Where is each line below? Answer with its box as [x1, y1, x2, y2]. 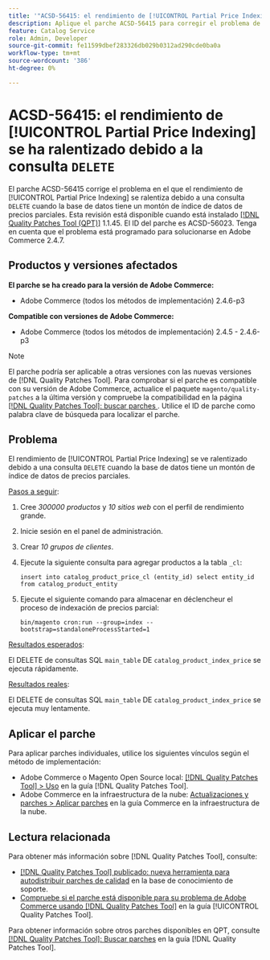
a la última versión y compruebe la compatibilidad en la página [35, 392, 243, 402]
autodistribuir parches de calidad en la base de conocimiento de [19, 875, 234, 885]
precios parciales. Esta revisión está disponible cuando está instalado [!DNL [8, 209, 260, 219]
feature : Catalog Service [8, 27, 95, 35]
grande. [19, 511, 47, 520]
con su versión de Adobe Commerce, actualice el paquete [8, 383, 201, 393]
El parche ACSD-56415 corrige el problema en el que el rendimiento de [8, 184, 243, 193]
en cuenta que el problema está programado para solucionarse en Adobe [8, 226, 252, 236]
